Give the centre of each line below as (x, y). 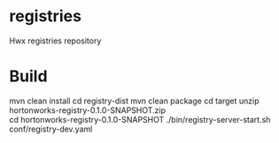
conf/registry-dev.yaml (51, 129)
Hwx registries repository (55, 41)
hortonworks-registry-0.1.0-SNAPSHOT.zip (88, 110)
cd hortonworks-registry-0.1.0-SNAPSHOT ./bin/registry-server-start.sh (140, 119)
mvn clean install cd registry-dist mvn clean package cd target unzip (134, 101)
